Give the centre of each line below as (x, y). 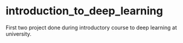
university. (18, 33)
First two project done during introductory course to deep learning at (91, 27)
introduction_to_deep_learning (85, 11)
